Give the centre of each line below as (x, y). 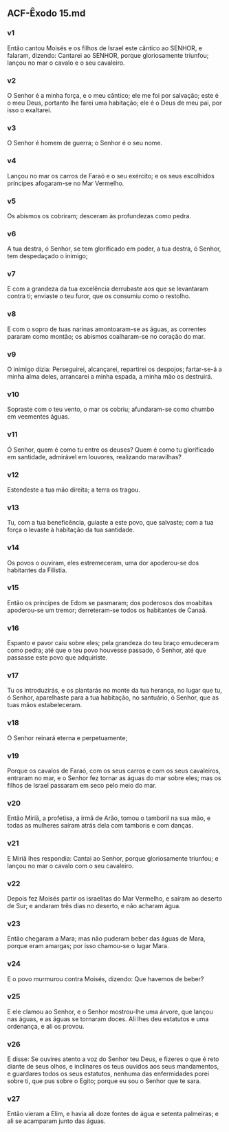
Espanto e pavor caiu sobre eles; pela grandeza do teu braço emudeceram (113, 643)
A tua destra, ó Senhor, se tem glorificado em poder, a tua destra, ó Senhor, (114, 249)
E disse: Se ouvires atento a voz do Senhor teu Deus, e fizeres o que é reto (113, 1059)
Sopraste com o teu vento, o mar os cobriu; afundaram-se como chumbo (111, 409)
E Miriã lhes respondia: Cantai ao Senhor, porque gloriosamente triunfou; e (113, 858)
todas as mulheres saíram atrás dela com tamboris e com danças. (100, 826)
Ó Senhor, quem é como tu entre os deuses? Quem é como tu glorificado (111, 450)
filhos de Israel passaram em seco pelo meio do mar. (82, 786)
